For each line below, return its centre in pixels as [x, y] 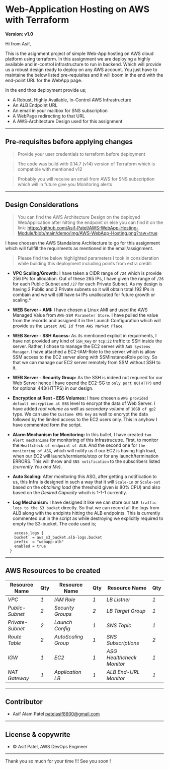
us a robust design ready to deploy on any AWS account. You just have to [81, 70]
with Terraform [37, 20]
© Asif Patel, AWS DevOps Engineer [50, 747]
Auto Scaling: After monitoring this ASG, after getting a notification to [84, 476]
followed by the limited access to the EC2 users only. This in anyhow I [85, 419]
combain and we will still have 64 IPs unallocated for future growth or [84, 294]
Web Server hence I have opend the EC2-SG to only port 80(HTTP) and [87, 383]
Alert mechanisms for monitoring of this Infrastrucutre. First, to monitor [85, 440]
